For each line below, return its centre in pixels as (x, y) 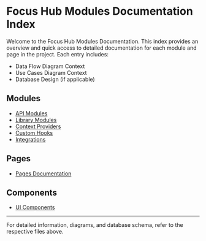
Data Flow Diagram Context (50, 66)
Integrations (30, 139)
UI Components (35, 207)
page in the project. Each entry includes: (58, 54)
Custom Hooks (34, 132)
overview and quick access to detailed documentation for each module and (102, 48)
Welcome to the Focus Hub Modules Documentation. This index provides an (102, 41)
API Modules (31, 113)
